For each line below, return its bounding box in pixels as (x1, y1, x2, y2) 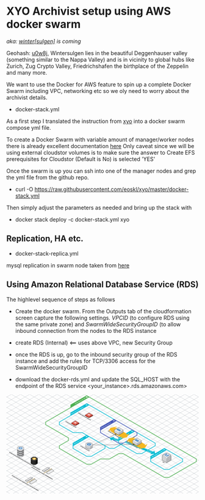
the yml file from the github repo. (6, 173, 90, 181)
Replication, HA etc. (6, 234, 84, 244)
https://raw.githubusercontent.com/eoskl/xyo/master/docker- (34, 185, 189, 193)
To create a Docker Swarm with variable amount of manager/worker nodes (6, 136, 194, 143)
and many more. (6, 69, 48, 76)
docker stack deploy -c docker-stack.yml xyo (15, 215, 130, 223)
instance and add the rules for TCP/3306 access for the (15, 357, 156, 365)
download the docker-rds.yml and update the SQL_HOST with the (15, 375, 181, 383)
